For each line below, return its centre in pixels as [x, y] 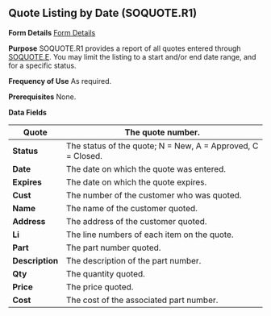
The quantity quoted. [105, 273]
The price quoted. [100, 287]
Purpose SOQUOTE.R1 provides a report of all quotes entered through [125, 48]
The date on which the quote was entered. [146, 168]
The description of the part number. [133, 260]
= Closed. [84, 156]
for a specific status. [42, 65]
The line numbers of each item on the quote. [150, 235]
